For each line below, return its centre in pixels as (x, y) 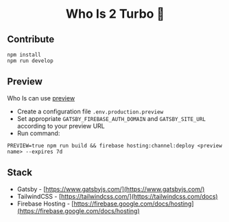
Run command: (38, 133)
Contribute (31, 39)
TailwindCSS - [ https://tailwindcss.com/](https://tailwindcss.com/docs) (117, 196)
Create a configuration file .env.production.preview (90, 111)
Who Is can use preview (41, 98)
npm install (24, 55)
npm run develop (30, 61)
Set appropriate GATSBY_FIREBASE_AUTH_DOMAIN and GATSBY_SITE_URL (111, 118)
